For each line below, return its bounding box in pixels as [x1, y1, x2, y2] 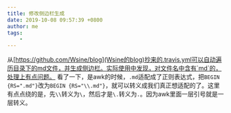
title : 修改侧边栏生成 [7, 10, 65, 17]
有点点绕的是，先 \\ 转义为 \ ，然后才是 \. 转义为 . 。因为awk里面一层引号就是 [7, 90, 219, 99]
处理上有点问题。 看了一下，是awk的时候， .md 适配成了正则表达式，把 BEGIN [7, 73, 220, 81]
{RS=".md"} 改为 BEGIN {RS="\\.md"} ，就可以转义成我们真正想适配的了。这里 [7, 81, 220, 90]
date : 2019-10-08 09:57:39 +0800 [7, 17, 103, 23]
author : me [7, 23, 38, 30]
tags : [7, 29, 23, 37]
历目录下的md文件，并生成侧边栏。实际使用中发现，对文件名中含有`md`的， [7, 64, 222, 72]
